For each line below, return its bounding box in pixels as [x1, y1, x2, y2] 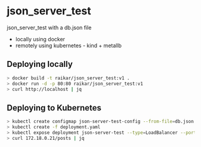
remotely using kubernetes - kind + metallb [15, 42, 122, 49]
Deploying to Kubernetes [7, 103, 102, 113]
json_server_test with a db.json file [7, 24, 92, 31]
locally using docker [15, 35, 65, 42]
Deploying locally [7, 59, 73, 69]
